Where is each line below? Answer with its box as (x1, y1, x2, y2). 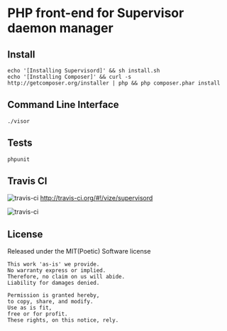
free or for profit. (7, 310, 69, 318)
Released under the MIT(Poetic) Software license (7, 247, 151, 256)
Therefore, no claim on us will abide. (7, 273, 126, 281)
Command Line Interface (7, 99, 119, 111)
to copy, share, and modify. (7, 298, 94, 305)
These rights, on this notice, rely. (7, 317, 119, 324)
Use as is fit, (7, 304, 52, 312)
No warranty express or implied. (7, 267, 106, 274)
